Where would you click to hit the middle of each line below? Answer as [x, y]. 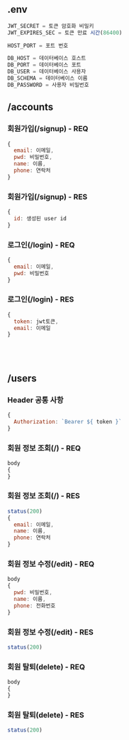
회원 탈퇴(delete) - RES [46, 715]
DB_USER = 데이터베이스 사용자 [47, 72]
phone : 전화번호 [35, 606]
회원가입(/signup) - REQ [48, 129]
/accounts [30, 107]
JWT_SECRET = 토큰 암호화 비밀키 [51, 26]
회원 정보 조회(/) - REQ [44, 448]
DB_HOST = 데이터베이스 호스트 [47, 58]
